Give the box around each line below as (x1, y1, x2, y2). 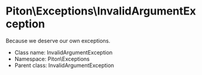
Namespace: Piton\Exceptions (14, 55, 90, 62)
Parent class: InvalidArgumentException (14, 62, 115, 69)
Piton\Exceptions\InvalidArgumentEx (5, 4, 197, 18)
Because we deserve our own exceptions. (5, 37, 110, 44)
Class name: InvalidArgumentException (14, 48, 113, 56)
